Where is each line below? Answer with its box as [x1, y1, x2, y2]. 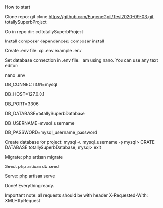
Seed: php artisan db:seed [5, 164, 59, 169]
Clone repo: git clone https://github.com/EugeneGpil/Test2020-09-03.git [5, 14, 154, 19]
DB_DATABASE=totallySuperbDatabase [5, 111, 85, 116]
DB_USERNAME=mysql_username [5, 120, 75, 125]
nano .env [5, 72, 26, 78]
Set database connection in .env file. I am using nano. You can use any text [5, 57, 158, 63]
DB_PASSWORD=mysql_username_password [5, 129, 97, 135]
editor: [5, 63, 19, 68]
